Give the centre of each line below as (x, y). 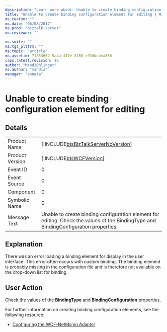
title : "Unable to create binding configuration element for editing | (81, 14)
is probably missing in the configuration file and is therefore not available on (83, 267)
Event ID (17, 169)
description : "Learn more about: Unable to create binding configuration (83, 10)
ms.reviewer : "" (22, 33)
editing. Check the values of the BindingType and (99, 220)
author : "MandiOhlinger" (31, 65)
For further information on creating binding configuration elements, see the (82, 309)
